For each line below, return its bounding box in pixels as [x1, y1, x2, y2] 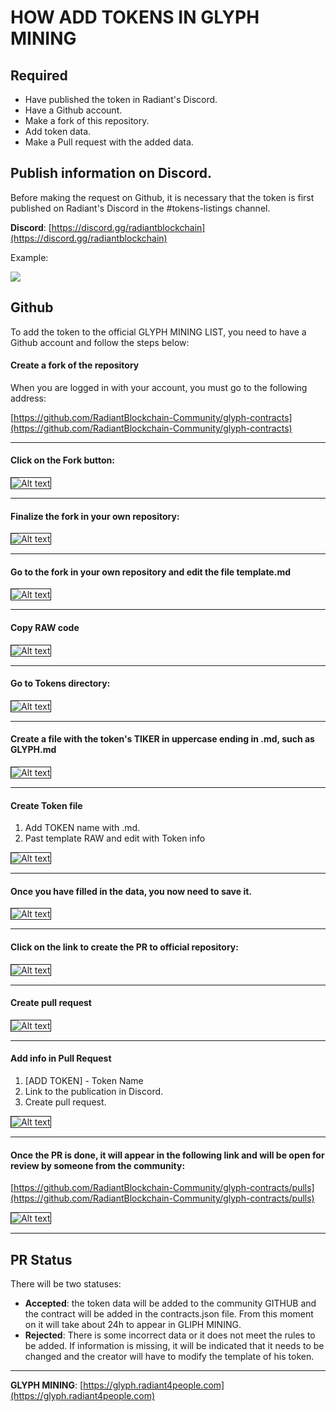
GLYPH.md [10, 744, 57, 756]
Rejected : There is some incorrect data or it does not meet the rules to [24, 1329, 316, 1341]
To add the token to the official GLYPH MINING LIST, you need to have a [10, 326, 307, 338]
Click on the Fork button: [10, 454, 116, 466]
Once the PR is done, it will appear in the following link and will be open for [10, 1149, 325, 1161]
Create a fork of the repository [10, 359, 140, 371]
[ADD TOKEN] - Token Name [24, 1075, 144, 1087]
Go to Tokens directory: [10, 677, 111, 690]
